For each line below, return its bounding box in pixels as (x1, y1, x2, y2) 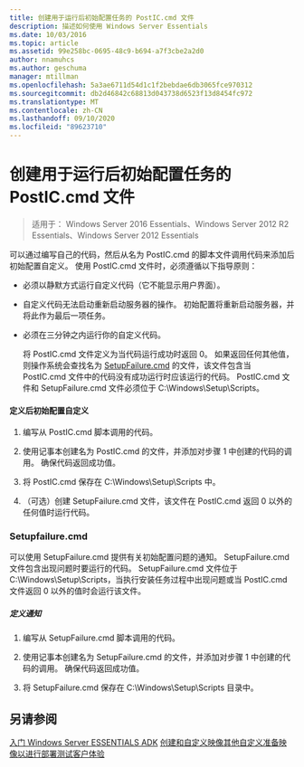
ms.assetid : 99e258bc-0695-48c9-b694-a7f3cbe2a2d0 (9, 47, 204, 56)
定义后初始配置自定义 (9, 404, 89, 416)
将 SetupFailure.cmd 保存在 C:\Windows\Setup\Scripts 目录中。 (22, 682, 260, 693)
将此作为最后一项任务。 (22, 309, 110, 321)
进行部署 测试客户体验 (24, 748, 105, 760)
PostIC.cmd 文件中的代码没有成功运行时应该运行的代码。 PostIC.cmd (22, 371, 280, 382)
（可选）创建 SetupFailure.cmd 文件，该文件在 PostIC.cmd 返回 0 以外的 (22, 496, 292, 507)
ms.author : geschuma (9, 64, 88, 73)
